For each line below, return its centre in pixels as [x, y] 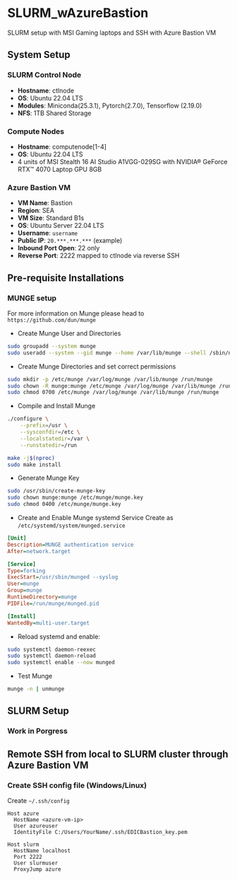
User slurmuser [36, 863]
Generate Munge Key [48, 478]
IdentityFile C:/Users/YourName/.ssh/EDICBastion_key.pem [101, 833]
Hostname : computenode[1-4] [62, 146]
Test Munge [35, 676]
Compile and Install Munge [56, 406]
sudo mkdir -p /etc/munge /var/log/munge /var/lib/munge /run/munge [110, 379]
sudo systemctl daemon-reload [52, 656]
